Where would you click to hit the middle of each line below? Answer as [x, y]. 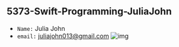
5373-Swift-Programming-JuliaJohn [89, 12]
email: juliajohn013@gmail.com [63, 36]
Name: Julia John [41, 28]
